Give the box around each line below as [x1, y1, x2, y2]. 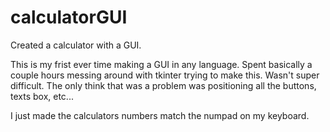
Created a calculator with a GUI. [10, 39, 142, 51]
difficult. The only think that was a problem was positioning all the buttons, [10, 79, 317, 91]
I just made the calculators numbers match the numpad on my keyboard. [10, 109, 310, 121]
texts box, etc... [10, 90, 74, 102]
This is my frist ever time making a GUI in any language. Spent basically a [10, 58, 313, 70]
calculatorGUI [10, 6, 128, 29]
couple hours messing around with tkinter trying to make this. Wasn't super [10, 69, 320, 81]
